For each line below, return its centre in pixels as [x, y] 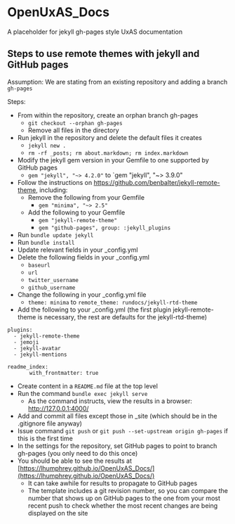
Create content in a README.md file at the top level [87, 386]
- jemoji [26, 342]
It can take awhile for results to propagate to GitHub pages [113, 483]
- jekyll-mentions [41, 354]
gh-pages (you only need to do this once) [78, 453]
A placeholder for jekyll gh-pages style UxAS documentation [95, 32]
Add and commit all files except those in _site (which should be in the [117, 416]
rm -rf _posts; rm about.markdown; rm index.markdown [108, 153]
